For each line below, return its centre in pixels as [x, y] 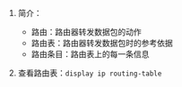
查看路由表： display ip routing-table [90, 73]
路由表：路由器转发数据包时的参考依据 [102, 43]
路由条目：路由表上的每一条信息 [90, 54]
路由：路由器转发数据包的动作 [86, 32]
